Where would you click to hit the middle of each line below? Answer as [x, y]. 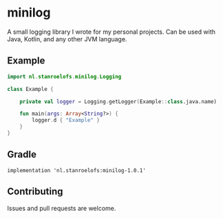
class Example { [30, 89]
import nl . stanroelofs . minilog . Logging [64, 76]
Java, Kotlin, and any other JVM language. [67, 39]
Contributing [35, 192]
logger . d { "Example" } [66, 121]
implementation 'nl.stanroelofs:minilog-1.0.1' [77, 170]
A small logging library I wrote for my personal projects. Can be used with [111, 32]
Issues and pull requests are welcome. [62, 208]
